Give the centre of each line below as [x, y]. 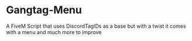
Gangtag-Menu [44, 10]
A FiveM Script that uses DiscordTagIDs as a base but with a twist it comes [96, 26]
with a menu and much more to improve [54, 32]
